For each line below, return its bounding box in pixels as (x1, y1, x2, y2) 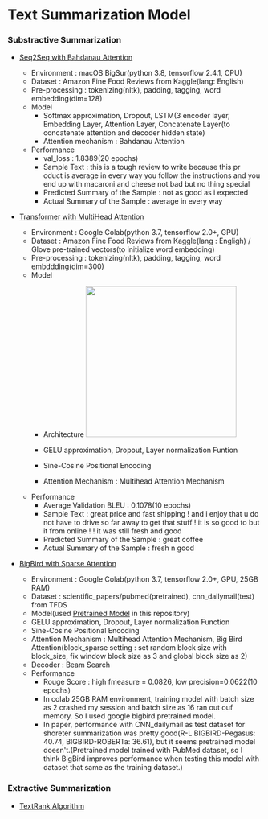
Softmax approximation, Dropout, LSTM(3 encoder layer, (43, 111, 230, 121)
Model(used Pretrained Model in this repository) (30, 609, 190, 619)
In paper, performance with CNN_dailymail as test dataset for (43, 720, 246, 730)
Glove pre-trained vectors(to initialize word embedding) (30, 245, 215, 254)
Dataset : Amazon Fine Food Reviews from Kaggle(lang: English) (30, 76, 244, 86)
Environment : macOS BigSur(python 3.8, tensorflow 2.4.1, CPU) (30, 68, 242, 78)
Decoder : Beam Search (30, 660, 111, 669)
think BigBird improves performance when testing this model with (43, 754, 260, 763)
